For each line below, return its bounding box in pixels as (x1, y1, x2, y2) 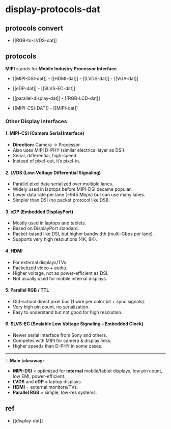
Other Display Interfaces (5, 118, 67, 125)
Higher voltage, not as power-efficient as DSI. (12, 270, 109, 276)
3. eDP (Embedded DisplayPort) (5, 209, 74, 215)
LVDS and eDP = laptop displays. (12, 378, 82, 385)
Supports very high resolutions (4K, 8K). (12, 236, 98, 242)
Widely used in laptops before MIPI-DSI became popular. (12, 186, 132, 192)
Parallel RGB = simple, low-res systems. (12, 389, 97, 395)
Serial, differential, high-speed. (12, 152, 78, 158)
